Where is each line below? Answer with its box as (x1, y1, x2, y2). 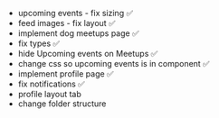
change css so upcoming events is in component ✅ (17, 59, 210, 68)
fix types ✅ (17, 38, 61, 49)
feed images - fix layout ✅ (17, 18, 116, 28)
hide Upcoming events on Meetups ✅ (17, 49, 158, 59)
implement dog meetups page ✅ (17, 28, 139, 39)
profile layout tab (17, 89, 81, 99)
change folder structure (17, 98, 107, 109)
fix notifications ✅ (17, 78, 85, 89)
